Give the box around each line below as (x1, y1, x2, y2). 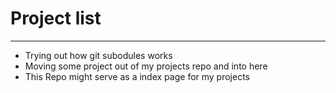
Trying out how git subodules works (24, 49, 173, 61)
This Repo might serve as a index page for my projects (24, 70, 251, 82)
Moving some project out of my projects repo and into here (24, 60, 268, 72)
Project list (10, 7, 102, 30)
